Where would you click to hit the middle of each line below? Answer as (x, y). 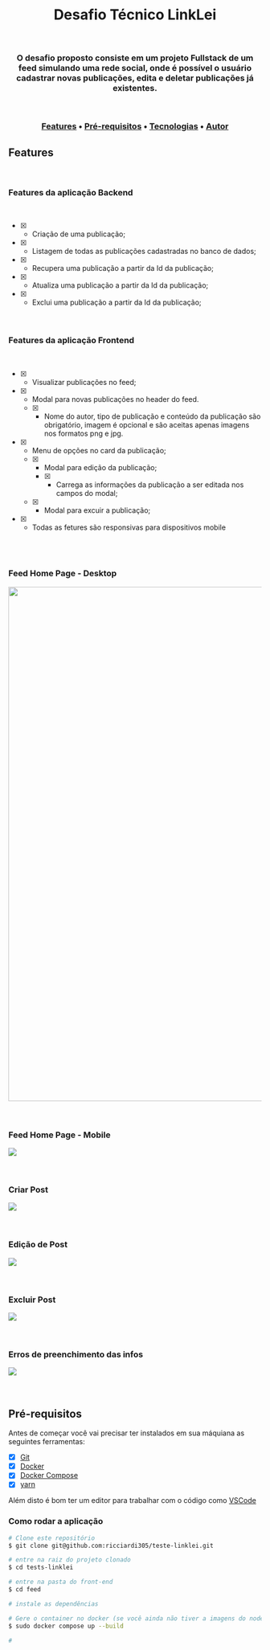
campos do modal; (87, 493)
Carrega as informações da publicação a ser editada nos (150, 485)
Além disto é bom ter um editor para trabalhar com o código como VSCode (133, 1501)
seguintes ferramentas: (47, 1442)
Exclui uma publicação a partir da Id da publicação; (117, 302)
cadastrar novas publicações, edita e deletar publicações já (135, 78)
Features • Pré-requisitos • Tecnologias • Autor (135, 126)
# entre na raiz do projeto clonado (70, 1560)
